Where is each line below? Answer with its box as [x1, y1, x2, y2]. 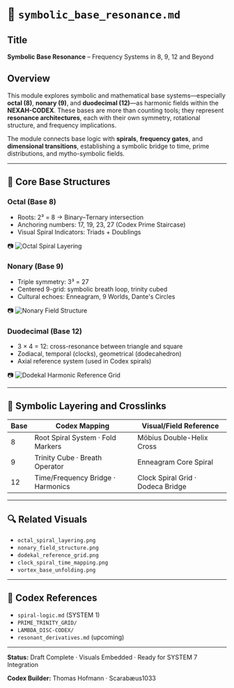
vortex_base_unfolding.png [17, 567, 96, 574]
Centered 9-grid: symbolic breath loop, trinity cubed [17, 285, 168, 293]
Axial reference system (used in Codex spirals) [17, 357, 152, 366]
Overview [7, 73, 51, 84]
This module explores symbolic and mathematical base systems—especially [7, 91, 226, 100]
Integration [7, 660, 38, 668]
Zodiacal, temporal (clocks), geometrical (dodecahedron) [17, 350, 182, 358]
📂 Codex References [7, 592, 97, 604]
